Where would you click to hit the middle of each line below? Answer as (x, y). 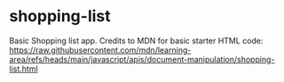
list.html (24, 69)
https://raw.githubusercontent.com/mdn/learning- (100, 49)
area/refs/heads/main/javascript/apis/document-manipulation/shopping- (142, 59)
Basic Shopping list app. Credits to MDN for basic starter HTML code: (136, 41)
